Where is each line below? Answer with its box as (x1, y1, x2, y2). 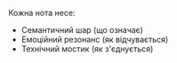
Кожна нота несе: (8, 8, 76, 18)
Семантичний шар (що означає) (20, 25, 144, 35)
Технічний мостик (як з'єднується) (20, 43, 154, 54)
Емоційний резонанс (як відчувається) (20, 35, 169, 44)
